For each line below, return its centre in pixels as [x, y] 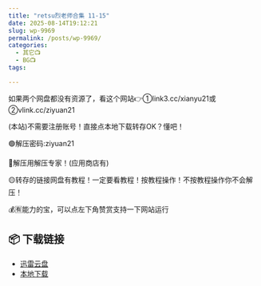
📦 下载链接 [37, 239]
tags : [17, 68]
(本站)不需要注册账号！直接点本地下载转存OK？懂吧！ [97, 126]
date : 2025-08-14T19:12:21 [53, 23]
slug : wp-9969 [32, 30]
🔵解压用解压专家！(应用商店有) [59, 163]
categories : [28, 46]
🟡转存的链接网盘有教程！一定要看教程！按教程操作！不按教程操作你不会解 [130, 180]
